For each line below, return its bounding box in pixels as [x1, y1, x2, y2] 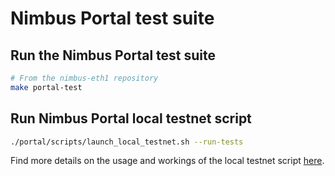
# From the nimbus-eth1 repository [10, 73, 159, 83]
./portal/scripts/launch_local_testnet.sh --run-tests [10, 137, 244, 147]
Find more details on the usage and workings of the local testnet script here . [10, 155, 325, 167]
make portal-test [10, 82, 83, 92]
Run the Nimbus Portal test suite [10, 47, 216, 64]
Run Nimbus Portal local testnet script [10, 110, 252, 127]
